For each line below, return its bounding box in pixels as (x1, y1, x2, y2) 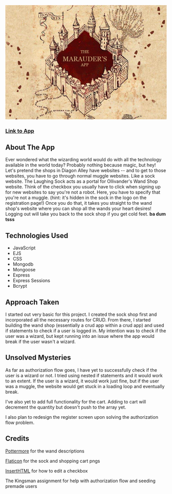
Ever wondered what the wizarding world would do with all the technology (5, 157, 162, 163)
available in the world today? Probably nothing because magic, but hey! (5, 162, 156, 168)
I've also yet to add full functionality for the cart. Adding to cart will (5, 398, 146, 404)
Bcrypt (12, 283, 27, 289)
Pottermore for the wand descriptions (5, 448, 84, 454)
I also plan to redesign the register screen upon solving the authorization (5, 414, 159, 420)
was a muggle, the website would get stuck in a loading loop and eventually (5, 383, 165, 389)
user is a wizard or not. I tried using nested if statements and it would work (5, 372, 163, 378)
